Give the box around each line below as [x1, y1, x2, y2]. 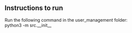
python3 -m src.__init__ [4, 22, 52, 28]
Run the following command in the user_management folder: [4, 17, 128, 23]
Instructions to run [4, 4, 63, 12]
